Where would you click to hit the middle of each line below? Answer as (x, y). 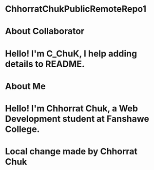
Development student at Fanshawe (77, 119)
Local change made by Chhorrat (71, 151)
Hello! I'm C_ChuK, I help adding (71, 53)
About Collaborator (45, 31)
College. (22, 129)
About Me (25, 86)
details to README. (45, 64)
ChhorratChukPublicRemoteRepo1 (76, 9)
